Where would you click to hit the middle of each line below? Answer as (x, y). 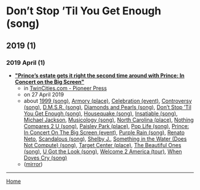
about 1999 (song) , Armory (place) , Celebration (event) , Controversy (108, 101)
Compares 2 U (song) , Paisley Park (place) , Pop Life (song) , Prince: (106, 126)
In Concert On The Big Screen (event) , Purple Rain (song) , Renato (104, 132)
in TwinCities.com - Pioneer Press (65, 88)
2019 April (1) (26, 63)
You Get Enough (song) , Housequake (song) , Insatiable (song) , (101, 113)
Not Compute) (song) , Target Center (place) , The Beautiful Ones (102, 145)
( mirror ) (33, 164)
